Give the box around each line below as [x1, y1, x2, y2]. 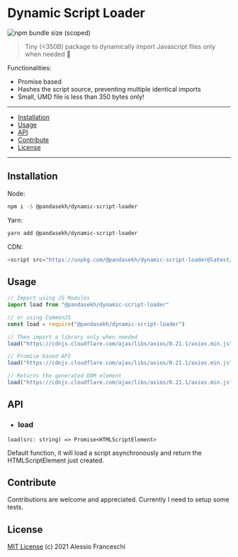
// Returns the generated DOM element [7, 372, 122, 379]
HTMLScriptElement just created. [7, 456, 105, 465]
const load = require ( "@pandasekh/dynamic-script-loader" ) [7, 320, 186, 328]
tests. [7, 503, 23, 512]
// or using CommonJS [7, 314, 72, 321]
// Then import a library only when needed [7, 333, 138, 340]
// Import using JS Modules [7, 295, 91, 302]
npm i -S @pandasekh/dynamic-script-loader [7, 202, 138, 210]
